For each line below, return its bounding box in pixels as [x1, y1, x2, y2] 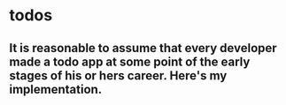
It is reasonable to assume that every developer [9, 41, 277, 56]
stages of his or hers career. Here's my [9, 68, 228, 83]
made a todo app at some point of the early [9, 54, 251, 69]
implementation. [9, 81, 103, 97]
